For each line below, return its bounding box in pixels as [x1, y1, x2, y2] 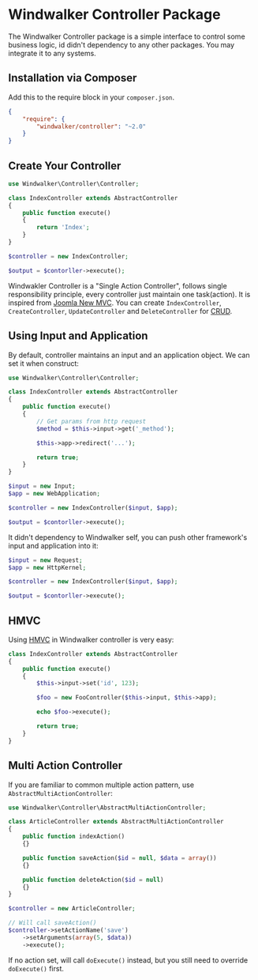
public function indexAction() [22, 832, 125, 841]
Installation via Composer [8, 71, 137, 85]
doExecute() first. [8, 963, 65, 973]
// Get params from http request [36, 417, 147, 425]
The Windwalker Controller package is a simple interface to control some [8, 32, 246, 41]
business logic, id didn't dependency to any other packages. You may [8, 40, 235, 49]
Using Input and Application [8, 330, 148, 343]
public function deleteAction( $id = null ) [22, 876, 164, 884]
